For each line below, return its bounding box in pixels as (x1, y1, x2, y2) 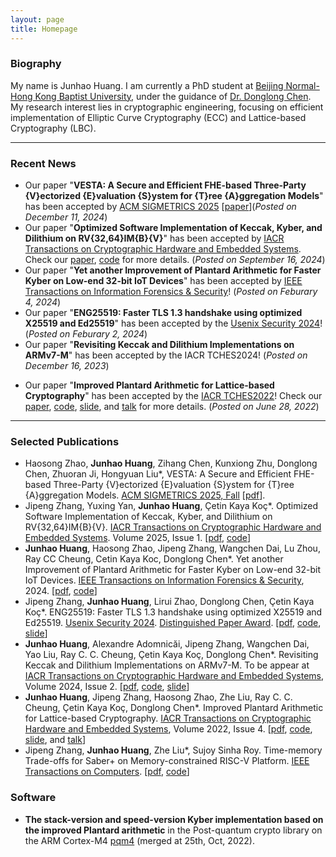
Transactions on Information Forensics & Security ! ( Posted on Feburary (24, 286, 318, 298)
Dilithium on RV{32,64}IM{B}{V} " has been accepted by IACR (24, 232, 285, 245)
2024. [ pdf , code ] (24, 585, 98, 597)
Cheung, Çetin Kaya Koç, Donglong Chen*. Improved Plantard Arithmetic (24, 702, 324, 714)
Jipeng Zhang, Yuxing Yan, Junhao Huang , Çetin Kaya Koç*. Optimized (24, 500, 319, 512)
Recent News (10, 156, 77, 170)
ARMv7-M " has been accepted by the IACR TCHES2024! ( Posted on (24, 349, 308, 361)
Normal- (285, 79, 320, 91)
